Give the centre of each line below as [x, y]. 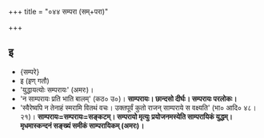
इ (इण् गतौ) [34, 81]
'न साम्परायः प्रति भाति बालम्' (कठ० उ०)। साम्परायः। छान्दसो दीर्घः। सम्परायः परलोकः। [128, 98]
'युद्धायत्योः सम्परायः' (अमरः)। [57, 89]
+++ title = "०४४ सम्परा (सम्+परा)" [58, 12]
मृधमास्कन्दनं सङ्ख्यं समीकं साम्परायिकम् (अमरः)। [82, 125]
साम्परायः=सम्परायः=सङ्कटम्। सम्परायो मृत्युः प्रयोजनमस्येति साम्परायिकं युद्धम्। [135, 116]
